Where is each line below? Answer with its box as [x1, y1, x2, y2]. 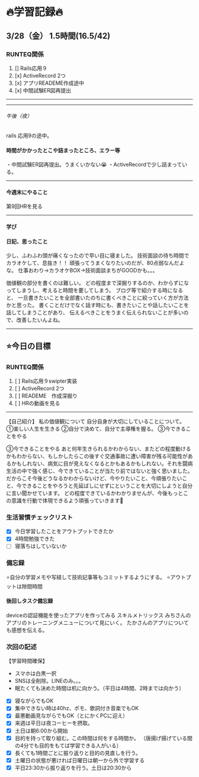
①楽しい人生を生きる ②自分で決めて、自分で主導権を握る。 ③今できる [6, 425, 186, 432]
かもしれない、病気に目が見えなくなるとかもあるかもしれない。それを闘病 [11, 460, 193, 467]
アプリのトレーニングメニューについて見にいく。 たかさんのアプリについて [6, 619, 190, 626]
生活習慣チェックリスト [6, 513, 73, 521]
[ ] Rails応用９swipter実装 [14, 377, 78, 384]
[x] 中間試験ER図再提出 [14, 86, 72, 94]
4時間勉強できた [14, 535, 55, 542]
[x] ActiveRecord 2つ [14, 72, 66, 79]
